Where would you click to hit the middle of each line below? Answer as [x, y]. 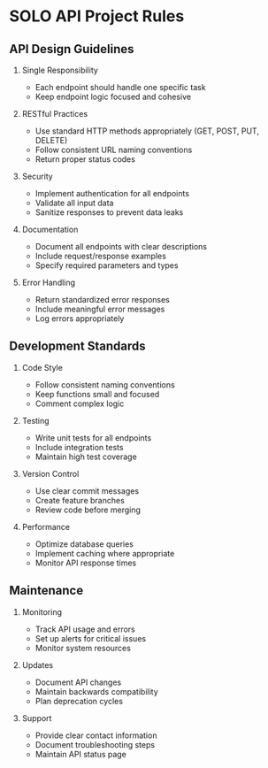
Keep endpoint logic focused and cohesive [113, 96]
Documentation [50, 229]
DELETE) [51, 140]
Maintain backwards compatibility [97, 691]
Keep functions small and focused [97, 394]
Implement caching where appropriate [105, 553]
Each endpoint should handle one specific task [120, 87]
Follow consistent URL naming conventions [114, 150]
